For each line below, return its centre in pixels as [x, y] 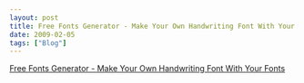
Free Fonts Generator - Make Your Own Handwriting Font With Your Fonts [147, 69]
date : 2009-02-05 [42, 34]
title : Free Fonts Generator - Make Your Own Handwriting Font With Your [152, 26]
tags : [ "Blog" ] [38, 43]
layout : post [34, 18]
